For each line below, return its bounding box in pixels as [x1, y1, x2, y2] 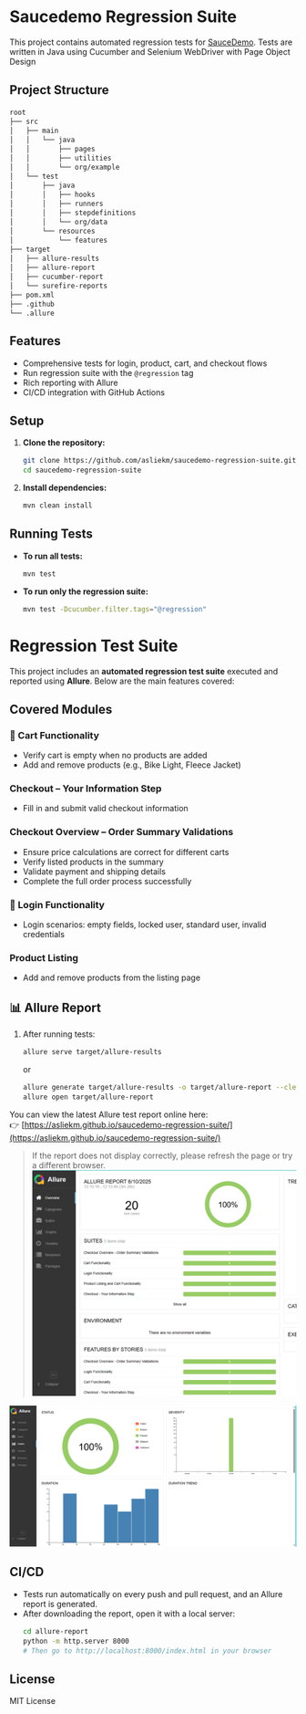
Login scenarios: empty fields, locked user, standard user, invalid [22, 919, 267, 930]
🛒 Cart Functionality [9, 728, 100, 741]
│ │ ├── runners [9, 199, 104, 208]
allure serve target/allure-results [22, 1048, 162, 1057]
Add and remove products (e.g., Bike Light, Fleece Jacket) [22, 759, 241, 770]
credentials [22, 929, 66, 940]
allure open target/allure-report [22, 1092, 154, 1102]
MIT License [9, 1696, 56, 1707]
